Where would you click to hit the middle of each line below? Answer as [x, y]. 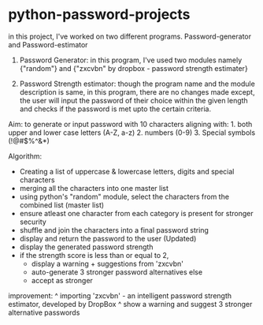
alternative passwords [44, 312]
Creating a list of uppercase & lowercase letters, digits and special [127, 171]
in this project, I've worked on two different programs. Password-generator [130, 36]
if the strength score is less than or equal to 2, [94, 255]
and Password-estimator [48, 44]
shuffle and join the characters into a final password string [114, 230]
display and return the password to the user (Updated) [108, 238]
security [33, 222]
